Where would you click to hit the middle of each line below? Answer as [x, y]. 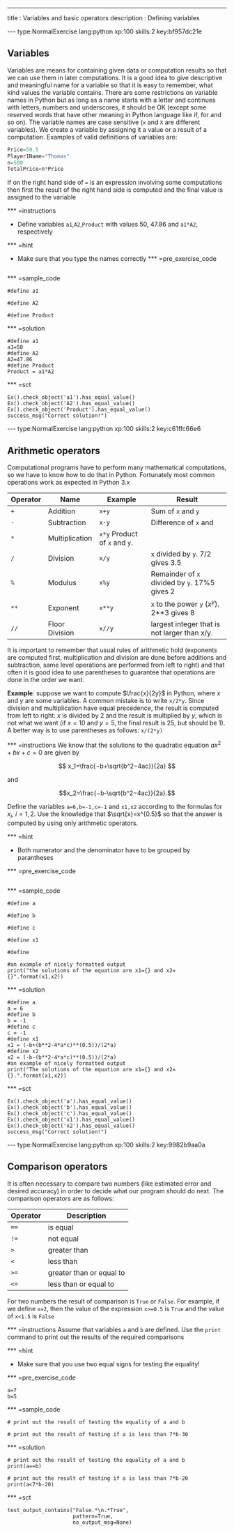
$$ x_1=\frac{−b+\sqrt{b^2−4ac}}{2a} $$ [117, 766]
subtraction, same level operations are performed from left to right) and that [116, 665]
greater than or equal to [86, 1272]
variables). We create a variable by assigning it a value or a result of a [107, 129]
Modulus [62, 583]
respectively [35, 232]
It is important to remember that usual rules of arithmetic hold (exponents [112, 650]
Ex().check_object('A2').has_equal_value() [71, 404]
